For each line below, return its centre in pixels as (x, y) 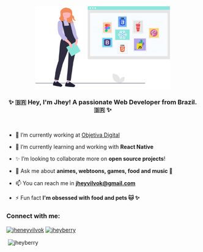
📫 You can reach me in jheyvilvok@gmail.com (75, 183)
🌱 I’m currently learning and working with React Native (84, 147)
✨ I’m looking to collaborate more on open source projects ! (90, 159)
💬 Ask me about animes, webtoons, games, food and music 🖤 (94, 171)
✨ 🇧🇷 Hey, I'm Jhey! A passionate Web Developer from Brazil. (103, 102)
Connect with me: (33, 216)
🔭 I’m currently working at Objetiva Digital (68, 135)
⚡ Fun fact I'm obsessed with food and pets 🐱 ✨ (77, 198)
